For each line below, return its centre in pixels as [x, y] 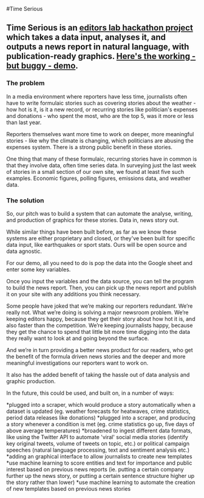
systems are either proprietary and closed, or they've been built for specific [101, 238]
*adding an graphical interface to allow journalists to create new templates [99, 456]
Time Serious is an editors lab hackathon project [100, 28]
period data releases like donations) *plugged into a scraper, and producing [101, 417]
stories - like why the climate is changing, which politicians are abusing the [100, 140]
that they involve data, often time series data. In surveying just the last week [101, 165]
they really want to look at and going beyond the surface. [78, 338]
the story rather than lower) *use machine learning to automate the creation [101, 482]
